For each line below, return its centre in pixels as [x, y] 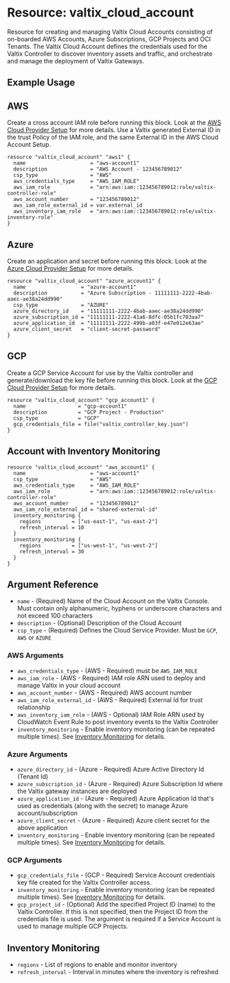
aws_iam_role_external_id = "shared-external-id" [85, 509]
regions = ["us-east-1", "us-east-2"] [89, 521]
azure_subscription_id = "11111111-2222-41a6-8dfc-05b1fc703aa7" [109, 317]
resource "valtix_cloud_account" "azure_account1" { [84, 281]
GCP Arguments [35, 860]
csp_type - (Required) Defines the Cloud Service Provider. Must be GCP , [117, 631]
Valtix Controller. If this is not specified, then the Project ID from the [112, 912]
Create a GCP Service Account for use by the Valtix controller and [100, 372]
